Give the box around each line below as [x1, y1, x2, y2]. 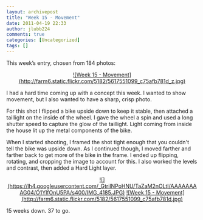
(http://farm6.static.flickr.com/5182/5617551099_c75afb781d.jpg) [21, 195, 184, 202]
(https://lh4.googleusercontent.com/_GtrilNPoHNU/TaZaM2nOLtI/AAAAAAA [7, 182, 197, 190]
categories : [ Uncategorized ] [6, 37, 80, 43]
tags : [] [6, 43, 29, 49]
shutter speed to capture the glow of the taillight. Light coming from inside [6, 120, 193, 127]
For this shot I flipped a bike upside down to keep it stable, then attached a [6, 107, 193, 115]
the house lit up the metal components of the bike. [6, 127, 132, 134]
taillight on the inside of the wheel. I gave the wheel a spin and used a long [6, 113, 193, 121]
